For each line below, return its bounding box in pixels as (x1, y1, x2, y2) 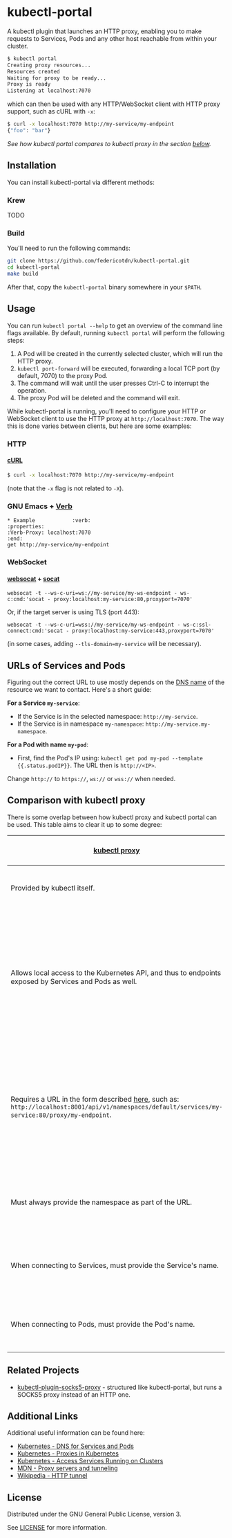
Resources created (7, 68, 60, 75)
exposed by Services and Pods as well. (10, 976, 137, 986)
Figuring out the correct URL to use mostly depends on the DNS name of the (7, 678, 225, 686)
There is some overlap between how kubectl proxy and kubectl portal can (7, 813, 217, 821)
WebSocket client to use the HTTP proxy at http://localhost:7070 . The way (7, 414, 224, 422)
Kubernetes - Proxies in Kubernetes (17, 1449, 119, 1458)
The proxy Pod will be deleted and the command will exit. (17, 393, 180, 402)
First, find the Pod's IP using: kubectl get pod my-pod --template (17, 754, 204, 762)
